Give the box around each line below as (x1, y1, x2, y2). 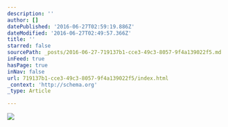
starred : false (7, 42, 51, 49)
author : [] (7, 17, 39, 24)
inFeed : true (7, 56, 45, 62)
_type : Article (7, 87, 51, 94)
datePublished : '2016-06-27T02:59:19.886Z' (7, 23, 135, 30)
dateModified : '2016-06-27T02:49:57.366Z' (7, 29, 132, 37)
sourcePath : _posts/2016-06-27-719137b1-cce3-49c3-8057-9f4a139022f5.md (7, 49, 222, 56)
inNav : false (7, 68, 45, 75)
